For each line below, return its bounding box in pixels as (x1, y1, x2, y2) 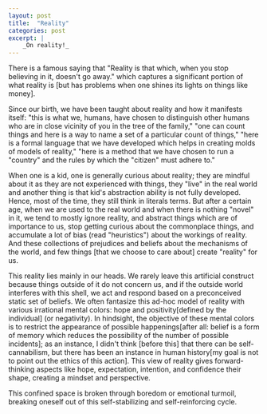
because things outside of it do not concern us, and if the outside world (8, 280, 243, 289)
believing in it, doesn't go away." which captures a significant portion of (8, 72, 244, 82)
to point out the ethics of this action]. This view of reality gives (8, 356, 214, 366)
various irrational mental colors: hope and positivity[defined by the (8, 305, 227, 315)
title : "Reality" (8, 19, 69, 27)
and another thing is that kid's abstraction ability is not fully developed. (8, 188, 241, 197)
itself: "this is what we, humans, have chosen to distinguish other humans (8, 113, 249, 122)
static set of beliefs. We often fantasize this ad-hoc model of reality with (8, 297, 245, 306)
